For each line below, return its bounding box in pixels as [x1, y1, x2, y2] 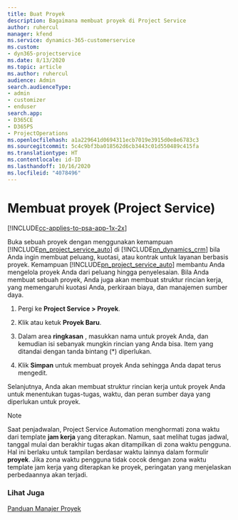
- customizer [7, 97, 46, 104]
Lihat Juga [7, 488, 45, 498]
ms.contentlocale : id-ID [7, 156, 81, 164]
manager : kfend [7, 30, 53, 38]
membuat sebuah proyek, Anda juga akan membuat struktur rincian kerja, [7, 275, 223, 284]
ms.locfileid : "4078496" [7, 169, 81, 177]
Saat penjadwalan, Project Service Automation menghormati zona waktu [7, 425, 220, 433]
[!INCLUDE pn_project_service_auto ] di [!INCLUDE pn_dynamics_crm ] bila [7, 245, 221, 254]
